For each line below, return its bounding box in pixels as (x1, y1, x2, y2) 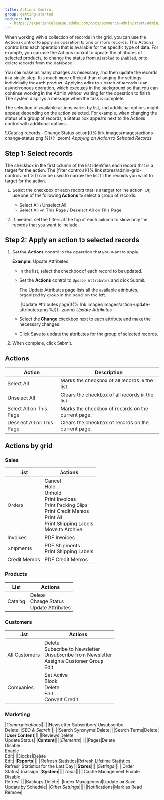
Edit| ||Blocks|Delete (5, 753, 46, 759)
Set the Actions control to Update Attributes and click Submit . (19, 277, 146, 283)
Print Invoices (44, 496, 76, 503)
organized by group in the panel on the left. (19, 292, 106, 298)
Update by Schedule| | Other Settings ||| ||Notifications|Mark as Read (5, 784, 142, 790)
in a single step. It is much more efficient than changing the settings (5, 75, 142, 81)
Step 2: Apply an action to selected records (5, 236, 140, 244)
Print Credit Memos (44, 508, 89, 515)
